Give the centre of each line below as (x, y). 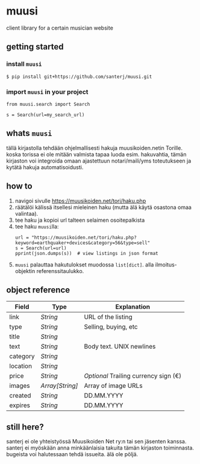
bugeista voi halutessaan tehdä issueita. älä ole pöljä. (72, 454)
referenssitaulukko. (60, 271)
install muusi (24, 64)
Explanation (133, 307)
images (20, 386)
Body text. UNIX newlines (120, 347)
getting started (35, 47)
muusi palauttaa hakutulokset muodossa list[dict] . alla (84, 265)
